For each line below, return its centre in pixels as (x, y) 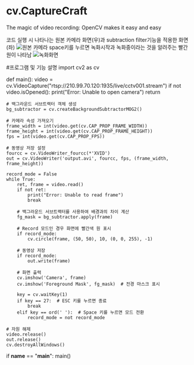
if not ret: (32, 190)
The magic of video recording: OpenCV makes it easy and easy (84, 27)
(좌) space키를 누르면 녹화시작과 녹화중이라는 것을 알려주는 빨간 (97, 47)
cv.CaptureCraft (47, 11)
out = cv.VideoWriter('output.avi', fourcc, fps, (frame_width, (87, 158)
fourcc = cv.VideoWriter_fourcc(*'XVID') (58, 153)
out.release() (24, 339)
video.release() (26, 334)
